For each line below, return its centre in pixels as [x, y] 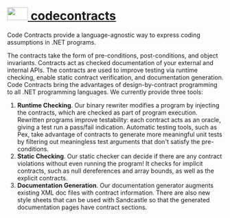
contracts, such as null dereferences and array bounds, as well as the [115, 171]
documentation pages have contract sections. [82, 207]
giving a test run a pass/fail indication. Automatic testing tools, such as [117, 127]
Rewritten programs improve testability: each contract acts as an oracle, [119, 119]
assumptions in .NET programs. [51, 42]
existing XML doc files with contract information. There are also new [114, 193]
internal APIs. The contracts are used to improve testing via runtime [102, 70]
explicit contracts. [42, 178]
